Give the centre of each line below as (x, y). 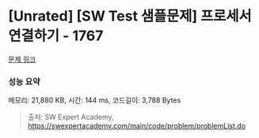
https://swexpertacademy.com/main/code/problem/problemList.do (137, 126)
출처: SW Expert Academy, (70, 117)
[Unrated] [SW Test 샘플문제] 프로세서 (130, 16)
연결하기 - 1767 (56, 36)
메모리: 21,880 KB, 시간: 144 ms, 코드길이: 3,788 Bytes (95, 100)
